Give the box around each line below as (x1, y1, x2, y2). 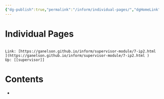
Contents (5, 74, 44, 85)
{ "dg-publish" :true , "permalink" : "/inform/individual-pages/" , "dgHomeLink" (5, 7, 161, 12)
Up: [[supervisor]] (5, 57, 45, 62)
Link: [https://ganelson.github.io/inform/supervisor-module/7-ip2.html (5, 49, 156, 54)
